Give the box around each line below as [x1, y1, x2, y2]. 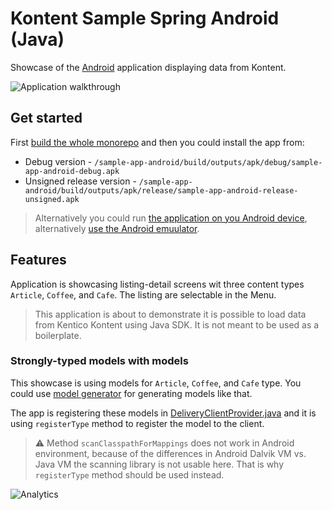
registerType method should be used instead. [34, 468, 225, 481]
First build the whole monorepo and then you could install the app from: [10, 136, 305, 148]
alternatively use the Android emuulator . [34, 222, 200, 234]
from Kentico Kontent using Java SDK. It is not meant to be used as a [34, 318, 320, 331]
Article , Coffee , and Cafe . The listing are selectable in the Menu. [10, 288, 277, 301]
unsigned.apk [24, 194, 80, 204]
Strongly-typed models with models [10, 354, 189, 368]
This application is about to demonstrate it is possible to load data [34, 308, 307, 320]
